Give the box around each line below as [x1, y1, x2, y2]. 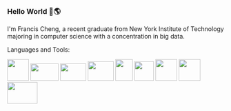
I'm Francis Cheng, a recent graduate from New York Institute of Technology [7, 25, 224, 33]
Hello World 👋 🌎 [7, 6, 61, 16]
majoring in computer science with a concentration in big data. [7, 32, 185, 41]
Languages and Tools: [7, 46, 70, 54]
